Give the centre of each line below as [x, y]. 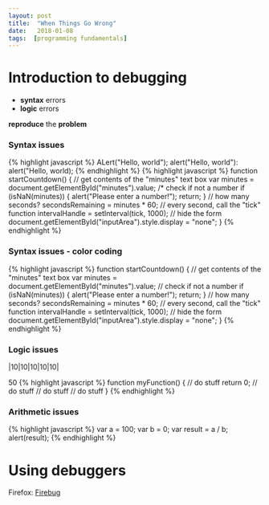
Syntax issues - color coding [65, 251]
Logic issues [33, 349]
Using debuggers [67, 470]
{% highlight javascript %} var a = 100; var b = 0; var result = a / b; [118, 430]
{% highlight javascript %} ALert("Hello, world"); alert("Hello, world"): [123, 162]
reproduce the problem [48, 124]
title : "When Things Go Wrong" [62, 23]
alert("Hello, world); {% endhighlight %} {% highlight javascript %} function [133, 171]
